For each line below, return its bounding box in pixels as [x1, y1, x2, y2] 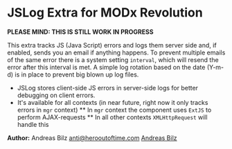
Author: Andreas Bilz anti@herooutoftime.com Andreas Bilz [7, 133, 178, 142]
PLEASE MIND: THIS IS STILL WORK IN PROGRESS [7, 28, 154, 36]
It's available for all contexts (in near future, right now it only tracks [17, 98, 208, 106]
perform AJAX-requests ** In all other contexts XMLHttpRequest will [17, 112, 208, 121]
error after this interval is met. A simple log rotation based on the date [7, 63, 206, 71]
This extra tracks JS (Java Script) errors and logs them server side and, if [7, 41, 217, 49]
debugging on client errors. [17, 91, 96, 99]
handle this [17, 120, 49, 128]
